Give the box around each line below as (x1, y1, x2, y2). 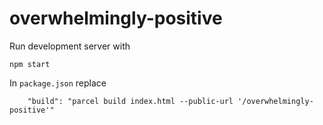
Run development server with (9, 40, 131, 52)
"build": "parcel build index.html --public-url (27, 96, 234, 106)
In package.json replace (9, 77, 107, 89)
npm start (9, 59, 51, 69)
